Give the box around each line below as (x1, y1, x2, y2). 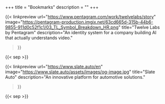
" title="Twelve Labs (118, 24, 160, 30)
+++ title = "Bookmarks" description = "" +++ (5, 4, 99, 10)
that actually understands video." (5, 35, 73, 41)
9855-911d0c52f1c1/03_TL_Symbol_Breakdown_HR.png (5, 24, 119, 30)
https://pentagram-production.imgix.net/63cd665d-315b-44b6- (22, 19, 154, 25)
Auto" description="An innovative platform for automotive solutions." (5, 74, 146, 80)
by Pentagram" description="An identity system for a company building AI (5, 30, 157, 35)
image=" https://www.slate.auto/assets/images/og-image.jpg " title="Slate (5, 69, 156, 75)
